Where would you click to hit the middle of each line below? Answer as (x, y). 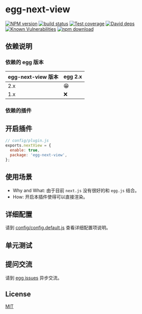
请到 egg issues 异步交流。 (34, 278)
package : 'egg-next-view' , (39, 155)
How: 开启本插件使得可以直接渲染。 (50, 197)
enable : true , (25, 150)
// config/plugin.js (27, 141)
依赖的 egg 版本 (25, 62)
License (18, 294)
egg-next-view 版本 (33, 77)
